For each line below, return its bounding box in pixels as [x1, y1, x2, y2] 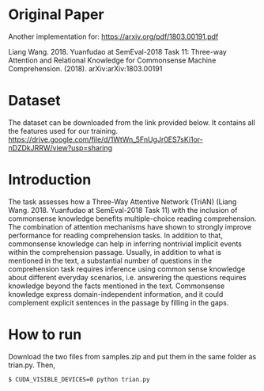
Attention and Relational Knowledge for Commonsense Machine [8, 55, 217, 65]
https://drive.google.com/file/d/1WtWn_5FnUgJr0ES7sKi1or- [8, 135, 203, 144]
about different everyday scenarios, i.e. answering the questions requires [8, 272, 247, 282]
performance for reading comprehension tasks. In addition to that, [8, 230, 224, 240]
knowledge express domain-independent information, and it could [8, 289, 224, 298]
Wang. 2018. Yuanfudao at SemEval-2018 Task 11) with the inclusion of [8, 205, 238, 214]
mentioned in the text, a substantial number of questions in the [8, 256, 212, 265]
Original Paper [8, 6, 104, 24]
